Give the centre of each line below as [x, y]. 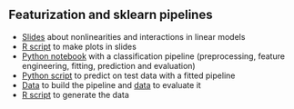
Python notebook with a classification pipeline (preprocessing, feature [153, 56]
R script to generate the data [75, 94]
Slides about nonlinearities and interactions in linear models [133, 36]
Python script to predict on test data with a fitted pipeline [128, 75]
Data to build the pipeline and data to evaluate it [111, 84]
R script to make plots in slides [79, 46]
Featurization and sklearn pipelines [111, 15]
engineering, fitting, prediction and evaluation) [109, 65]
